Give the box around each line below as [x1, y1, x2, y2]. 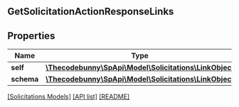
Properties [7, 30, 55, 42]
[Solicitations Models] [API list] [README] [7, 92, 130, 101]
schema [11, 74, 39, 84]
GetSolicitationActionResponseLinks [7, 6, 174, 18]
